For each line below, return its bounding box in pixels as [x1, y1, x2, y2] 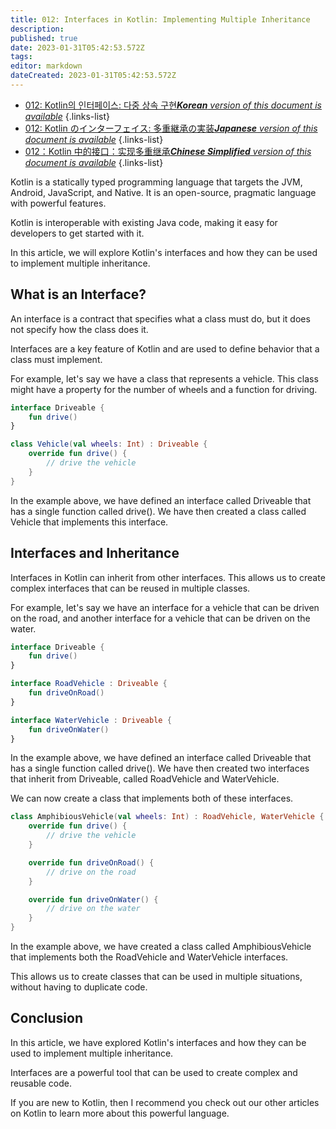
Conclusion [10, 1010, 84, 1027]
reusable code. [10, 1077, 72, 1089]
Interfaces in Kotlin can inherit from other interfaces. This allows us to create [10, 571, 326, 583]
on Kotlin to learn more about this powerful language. [10, 1107, 230, 1119]
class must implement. [10, 353, 103, 365]
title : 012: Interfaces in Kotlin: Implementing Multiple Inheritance [10, 14, 311, 25]
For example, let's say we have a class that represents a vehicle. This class [10, 372, 319, 385]
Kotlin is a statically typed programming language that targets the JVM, [10, 176, 303, 188]
